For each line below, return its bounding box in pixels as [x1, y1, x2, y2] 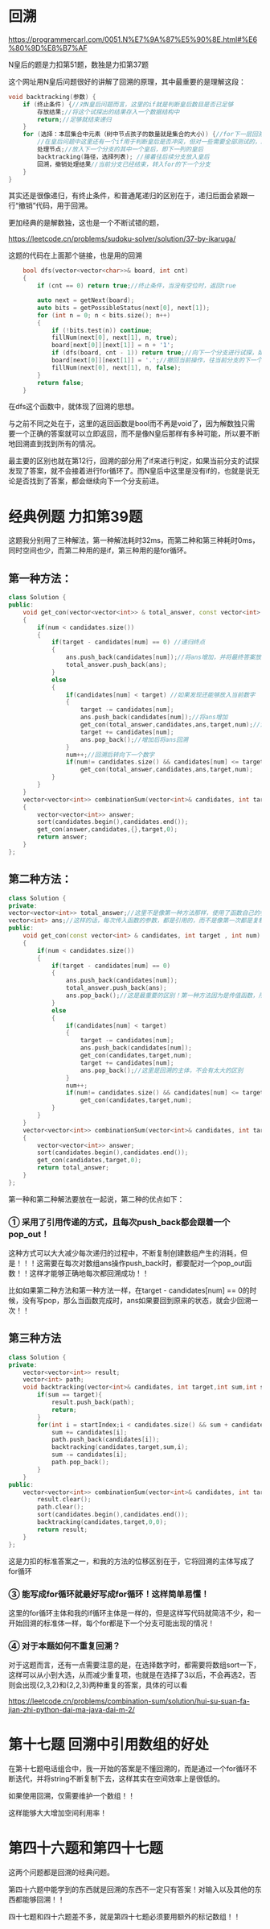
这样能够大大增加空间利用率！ [8, 1808, 107, 1818]
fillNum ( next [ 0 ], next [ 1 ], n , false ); [51, 363, 182, 371]
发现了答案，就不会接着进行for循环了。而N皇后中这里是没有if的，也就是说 [8, 466, 253, 476]
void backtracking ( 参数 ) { [8, 93, 96, 101]
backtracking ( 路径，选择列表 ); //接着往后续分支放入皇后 [37, 152, 211, 161]
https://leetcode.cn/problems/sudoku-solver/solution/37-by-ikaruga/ [8, 234, 236, 244]
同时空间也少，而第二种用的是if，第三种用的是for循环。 [8, 545, 191, 556]
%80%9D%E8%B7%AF [8, 43, 88, 52]
